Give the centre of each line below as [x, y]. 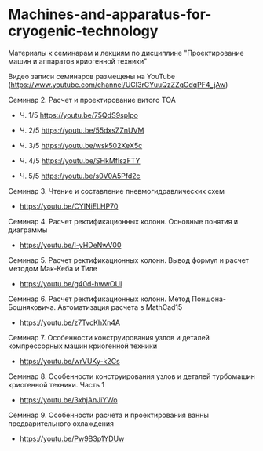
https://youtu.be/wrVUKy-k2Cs [69, 361]
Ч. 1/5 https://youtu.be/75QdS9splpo [79, 115]
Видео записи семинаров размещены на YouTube [91, 76]
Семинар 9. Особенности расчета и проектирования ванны [109, 415]
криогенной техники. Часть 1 [56, 384]
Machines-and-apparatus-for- [110, 15]
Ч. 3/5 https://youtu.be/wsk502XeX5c [81, 145]
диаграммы [28, 230]
